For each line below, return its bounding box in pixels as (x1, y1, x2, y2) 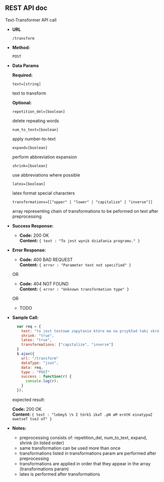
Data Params (12, 62, 39, 68)
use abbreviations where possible (12, 172, 80, 178)
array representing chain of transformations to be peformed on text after (12, 208, 159, 214)
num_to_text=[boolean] (12, 127, 59, 132)
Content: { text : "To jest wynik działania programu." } (19, 237, 141, 243)
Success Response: (12, 223, 54, 228)
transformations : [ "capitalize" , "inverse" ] (21, 342, 114, 347)
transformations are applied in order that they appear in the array (19, 460, 151, 466)
